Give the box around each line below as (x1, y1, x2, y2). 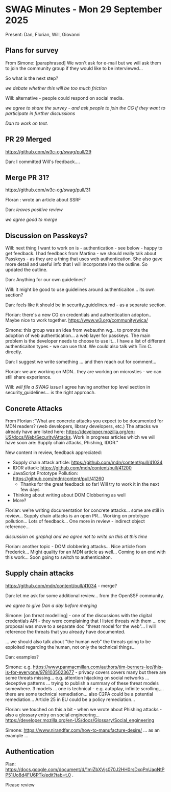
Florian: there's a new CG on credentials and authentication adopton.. (5, 312, 152, 318)
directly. (5, 349, 22, 355)
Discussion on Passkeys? (5, 231, 88, 240)
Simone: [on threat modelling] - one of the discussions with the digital (5, 612, 152, 618)
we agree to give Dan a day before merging (5, 602, 97, 608)
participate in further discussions (5, 110, 76, 116)
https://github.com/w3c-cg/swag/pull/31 (5, 187, 91, 193)
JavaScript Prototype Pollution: (12, 470, 78, 476)
